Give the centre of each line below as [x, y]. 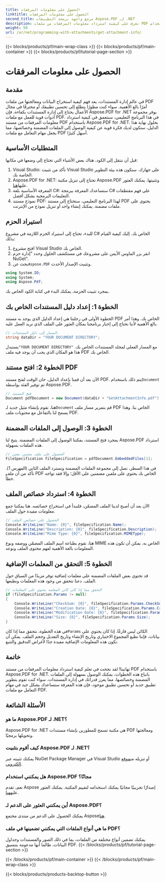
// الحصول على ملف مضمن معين [35, 454]
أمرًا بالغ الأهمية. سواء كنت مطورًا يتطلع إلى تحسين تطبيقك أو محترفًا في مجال [76, 107]
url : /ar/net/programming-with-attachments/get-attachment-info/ [73, 32]
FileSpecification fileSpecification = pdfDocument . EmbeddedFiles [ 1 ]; [79, 459]
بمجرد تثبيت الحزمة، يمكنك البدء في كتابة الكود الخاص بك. [58, 291]
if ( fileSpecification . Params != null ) [46, 594]
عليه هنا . [12, 793]
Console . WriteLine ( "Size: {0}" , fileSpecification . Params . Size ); [82, 617]
